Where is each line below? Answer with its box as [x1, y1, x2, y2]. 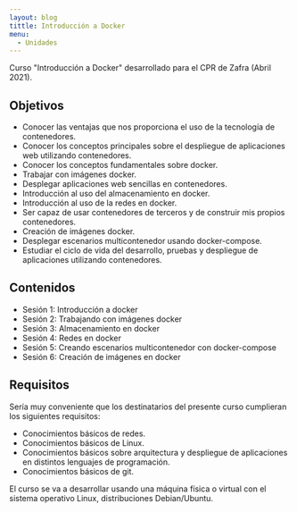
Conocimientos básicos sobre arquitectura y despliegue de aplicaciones [21, 447, 288, 457]
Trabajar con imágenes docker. [21, 169, 136, 180]
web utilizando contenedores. [21, 150, 132, 161]
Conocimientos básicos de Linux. [21, 437, 144, 448]
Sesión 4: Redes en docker [21, 332, 122, 343]
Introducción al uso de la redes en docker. [21, 197, 177, 208]
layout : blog [9, 13, 58, 22]
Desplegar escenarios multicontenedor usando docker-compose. [21, 236, 263, 247]
